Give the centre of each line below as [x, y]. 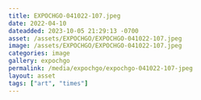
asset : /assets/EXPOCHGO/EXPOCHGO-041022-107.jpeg [95, 38]
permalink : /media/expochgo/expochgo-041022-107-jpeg [101, 69]
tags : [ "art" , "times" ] [48, 83]
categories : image [39, 53]
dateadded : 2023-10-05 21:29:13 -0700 [73, 31]
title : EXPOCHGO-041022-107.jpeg [65, 16]
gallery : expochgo [39, 61]
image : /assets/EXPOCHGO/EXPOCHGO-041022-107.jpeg [95, 46]
